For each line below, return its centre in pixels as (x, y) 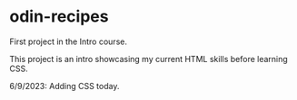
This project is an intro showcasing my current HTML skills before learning (148, 59)
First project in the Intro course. (68, 41)
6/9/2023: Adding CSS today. (64, 86)
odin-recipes (59, 17)
